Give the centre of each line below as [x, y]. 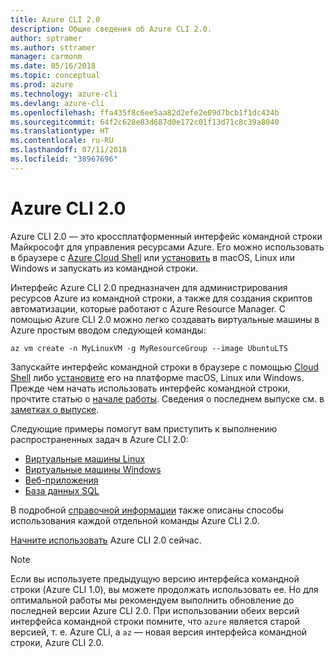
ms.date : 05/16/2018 [53, 66]
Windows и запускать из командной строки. [104, 268]
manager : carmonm [46, 57]
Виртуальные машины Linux [85, 458]
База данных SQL [62, 490]
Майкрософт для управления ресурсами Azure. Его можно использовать [167, 247]
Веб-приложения [61, 480]
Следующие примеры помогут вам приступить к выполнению [144, 428]
